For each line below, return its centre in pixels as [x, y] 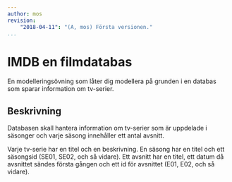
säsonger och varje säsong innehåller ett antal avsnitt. [86, 135]
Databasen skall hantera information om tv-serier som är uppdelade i [108, 128]
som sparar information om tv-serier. [61, 89]
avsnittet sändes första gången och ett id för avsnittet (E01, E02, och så [111, 164]
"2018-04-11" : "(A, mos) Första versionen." [86, 27]
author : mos [25, 14]
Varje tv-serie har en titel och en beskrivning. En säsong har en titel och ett [116, 150]
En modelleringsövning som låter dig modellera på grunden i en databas [112, 81]
